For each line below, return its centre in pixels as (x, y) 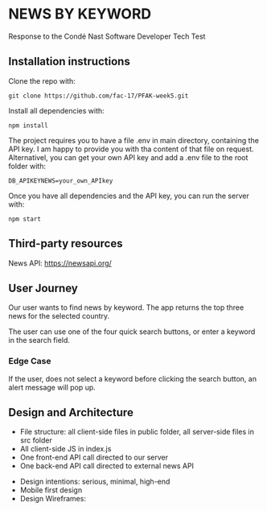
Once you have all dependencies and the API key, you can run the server (129, 196)
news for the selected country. (59, 316)
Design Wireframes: (53, 499)
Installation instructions (69, 62)
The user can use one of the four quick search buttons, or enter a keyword (132, 332)
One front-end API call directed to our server (94, 457)
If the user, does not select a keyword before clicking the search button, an (133, 378)
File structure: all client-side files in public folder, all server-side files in (137, 432)
